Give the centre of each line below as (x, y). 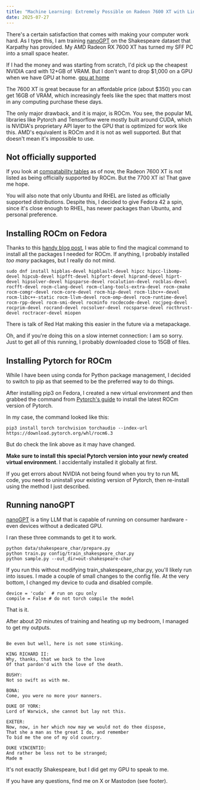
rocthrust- (179, 308)
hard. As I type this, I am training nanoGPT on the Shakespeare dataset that (99, 41)
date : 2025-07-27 (28, 17)
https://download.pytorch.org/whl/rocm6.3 (60, 433)
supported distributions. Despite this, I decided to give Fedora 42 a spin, (95, 202)
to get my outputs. (29, 627)
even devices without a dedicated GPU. (54, 525)
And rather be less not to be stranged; (57, 753)
